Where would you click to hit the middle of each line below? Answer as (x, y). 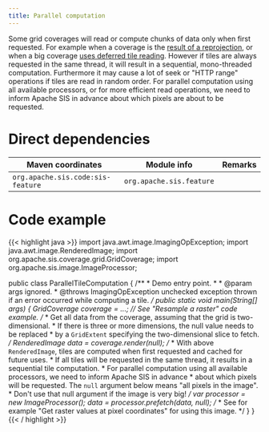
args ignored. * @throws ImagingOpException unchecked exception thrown (133, 291)
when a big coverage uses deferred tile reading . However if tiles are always (133, 55)
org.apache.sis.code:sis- (62, 177)
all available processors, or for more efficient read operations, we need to (129, 90)
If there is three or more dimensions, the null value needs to (156, 325)
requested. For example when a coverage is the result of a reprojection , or (131, 47)
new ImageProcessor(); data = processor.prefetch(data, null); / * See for (128, 402)
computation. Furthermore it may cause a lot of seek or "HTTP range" (123, 72)
